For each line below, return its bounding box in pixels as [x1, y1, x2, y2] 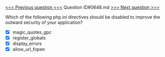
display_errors [12, 40, 42, 47]
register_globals [12, 35, 46, 41]
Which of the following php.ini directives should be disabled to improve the [5, 14, 160, 20]
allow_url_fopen [12, 46, 45, 52]
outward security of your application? [5, 20, 83, 25]
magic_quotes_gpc [12, 29, 52, 35]
